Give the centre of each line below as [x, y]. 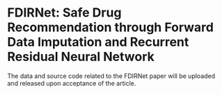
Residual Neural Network [81, 57]
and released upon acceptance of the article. [72, 83]
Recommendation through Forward [111, 27]
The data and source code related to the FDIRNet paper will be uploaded [111, 76]
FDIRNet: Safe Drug [64, 13]
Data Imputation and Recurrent [98, 42]
